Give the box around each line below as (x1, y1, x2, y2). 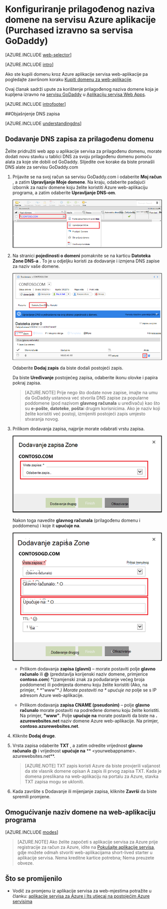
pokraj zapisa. (12, 380, 41, 386)
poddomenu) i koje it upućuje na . (12, 523, 81, 529)
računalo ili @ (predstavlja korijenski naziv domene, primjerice (19, 671, 148, 677)
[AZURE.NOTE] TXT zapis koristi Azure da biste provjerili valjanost (24, 763, 161, 769)
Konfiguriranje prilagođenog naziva (5, 3, 155, 15)
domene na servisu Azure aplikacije (5, 14, 156, 25)
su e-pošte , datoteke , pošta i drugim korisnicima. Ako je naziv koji (24, 405, 161, 411)
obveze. (17, 860, 34, 866)
